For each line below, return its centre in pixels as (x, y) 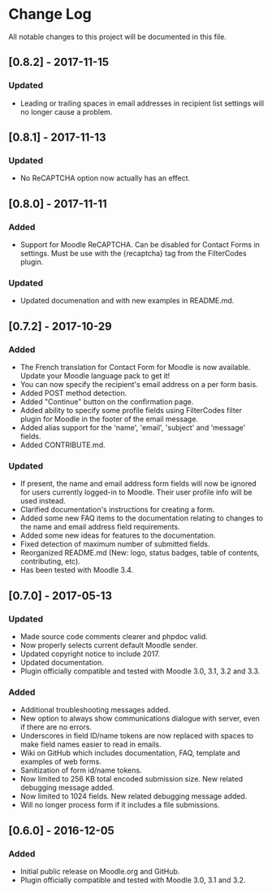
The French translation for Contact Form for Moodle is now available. (135, 367)
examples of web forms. (60, 762)
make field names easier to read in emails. (91, 744)
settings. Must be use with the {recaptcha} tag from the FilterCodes (133, 253)
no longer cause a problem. (66, 111)
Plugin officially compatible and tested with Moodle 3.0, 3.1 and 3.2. (133, 880)
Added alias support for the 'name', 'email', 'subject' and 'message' (133, 427)
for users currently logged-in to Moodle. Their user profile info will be (136, 492)
